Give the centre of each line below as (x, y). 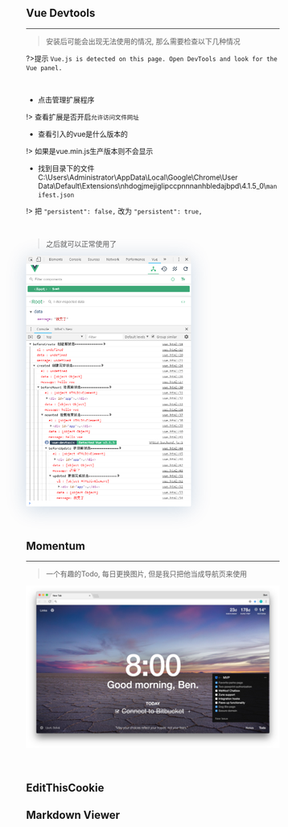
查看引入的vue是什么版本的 (83, 134)
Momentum (56, 546)
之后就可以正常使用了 (81, 243)
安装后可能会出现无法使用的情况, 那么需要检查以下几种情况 (143, 41)
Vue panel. (44, 68)
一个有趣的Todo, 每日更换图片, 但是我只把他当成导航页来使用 (146, 574)
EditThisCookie (65, 788)
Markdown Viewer (73, 815)
